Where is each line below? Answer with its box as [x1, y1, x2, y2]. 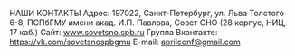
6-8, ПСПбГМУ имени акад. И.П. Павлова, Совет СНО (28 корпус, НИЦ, [9, 17, 287, 28]
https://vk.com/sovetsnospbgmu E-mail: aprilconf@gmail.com [9, 36, 242, 47]
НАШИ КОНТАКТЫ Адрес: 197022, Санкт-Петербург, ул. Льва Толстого [9, 8, 285, 18]
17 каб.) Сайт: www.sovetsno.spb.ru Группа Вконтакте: [9, 27, 218, 37]
